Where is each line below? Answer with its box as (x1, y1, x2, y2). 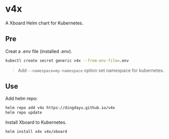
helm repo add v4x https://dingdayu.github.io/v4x (5, 105, 115, 110)
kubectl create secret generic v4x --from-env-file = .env (5, 58, 129, 63)
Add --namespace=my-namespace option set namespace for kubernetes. (17, 67, 164, 73)
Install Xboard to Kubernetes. (5, 119, 67, 125)
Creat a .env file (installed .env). (5, 48, 73, 54)
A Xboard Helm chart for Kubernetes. (5, 20, 84, 26)
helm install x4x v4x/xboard (5, 129, 67, 134)
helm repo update (5, 110, 42, 115)
